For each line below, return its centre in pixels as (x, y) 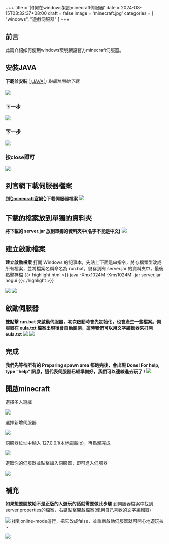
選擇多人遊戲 (19, 402)
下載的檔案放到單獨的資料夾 (49, 218)
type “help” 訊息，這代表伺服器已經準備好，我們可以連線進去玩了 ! (75, 371)
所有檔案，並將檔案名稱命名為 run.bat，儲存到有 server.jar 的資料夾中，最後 (84, 268)
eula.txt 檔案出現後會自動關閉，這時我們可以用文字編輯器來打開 (86, 328)
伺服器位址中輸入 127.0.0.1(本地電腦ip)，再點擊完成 (58, 443)
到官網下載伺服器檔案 (39, 185)
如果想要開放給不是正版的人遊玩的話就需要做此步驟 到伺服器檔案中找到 (79, 504)
